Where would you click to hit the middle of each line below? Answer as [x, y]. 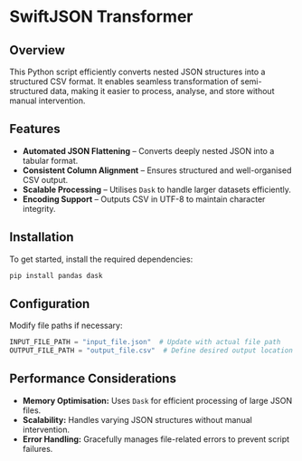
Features [35, 129]
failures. [38, 448]
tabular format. [50, 160]
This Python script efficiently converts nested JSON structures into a [137, 72]
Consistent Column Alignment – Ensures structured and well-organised [157, 170]
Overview [38, 50]
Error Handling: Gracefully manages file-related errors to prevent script [156, 439]
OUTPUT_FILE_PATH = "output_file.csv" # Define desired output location [151, 351]
